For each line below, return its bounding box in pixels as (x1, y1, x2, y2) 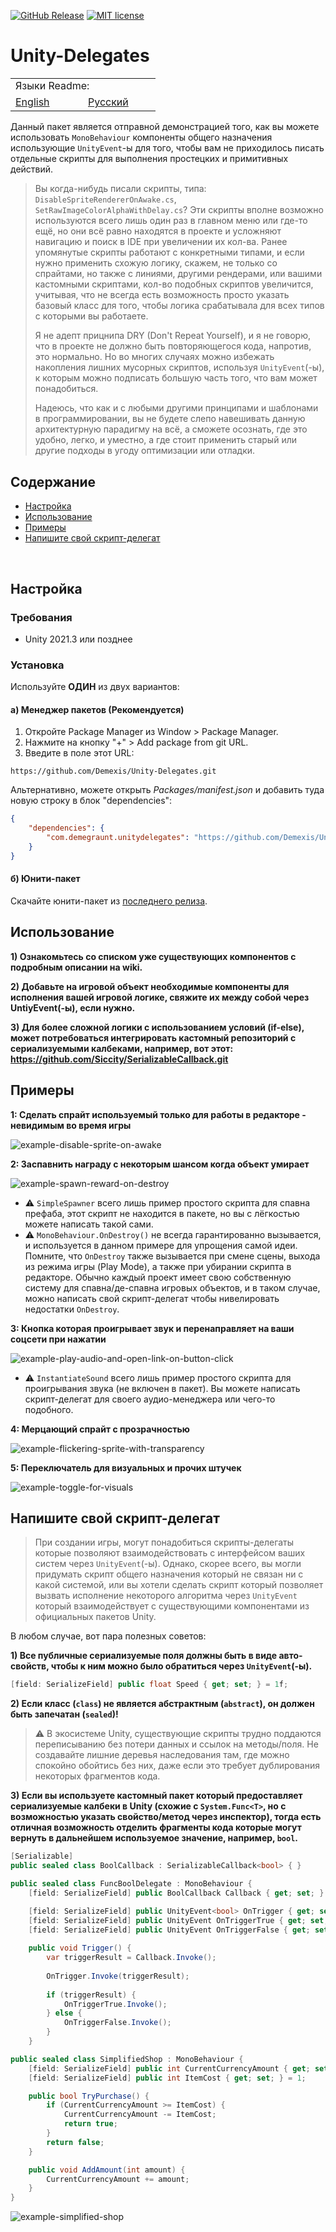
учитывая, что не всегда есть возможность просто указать (34, 289, 290, 301)
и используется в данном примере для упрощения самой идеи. (24, 1239, 298, 1251)
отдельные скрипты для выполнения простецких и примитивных (10, 153, 289, 165)
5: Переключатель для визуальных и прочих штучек (10, 1461, 242, 1474)
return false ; (46, 2137, 105, 2147)
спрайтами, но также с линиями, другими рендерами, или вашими (34, 268, 323, 280)
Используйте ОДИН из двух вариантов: (10, 681, 180, 693)
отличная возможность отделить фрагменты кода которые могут (10, 1821, 302, 1834)
